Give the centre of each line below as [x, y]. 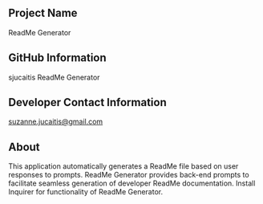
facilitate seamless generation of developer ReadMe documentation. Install [132, 183]
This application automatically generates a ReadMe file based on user [123, 166]
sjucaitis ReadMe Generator [54, 77]
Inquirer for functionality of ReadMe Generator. [85, 192]
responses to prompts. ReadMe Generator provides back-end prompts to [129, 175]
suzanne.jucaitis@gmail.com [56, 122]
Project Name [43, 13]
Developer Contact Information [87, 102]
